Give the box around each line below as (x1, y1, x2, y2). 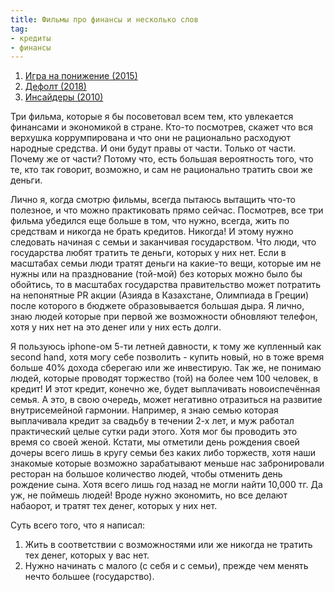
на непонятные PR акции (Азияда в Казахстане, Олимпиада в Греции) (10, 289, 310, 301)
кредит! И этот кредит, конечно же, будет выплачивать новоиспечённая (10, 383, 321, 395)
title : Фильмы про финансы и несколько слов (10, 14, 199, 25)
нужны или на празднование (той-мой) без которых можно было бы (10, 268, 303, 280)
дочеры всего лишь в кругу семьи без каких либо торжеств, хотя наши (10, 447, 317, 459)
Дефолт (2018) (24, 81, 87, 93)
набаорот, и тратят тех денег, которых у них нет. (10, 500, 218, 512)
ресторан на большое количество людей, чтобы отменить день (10, 468, 283, 480)
